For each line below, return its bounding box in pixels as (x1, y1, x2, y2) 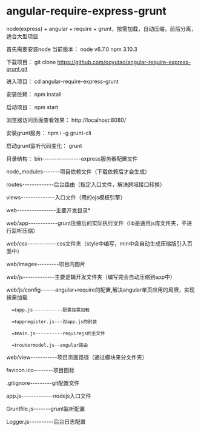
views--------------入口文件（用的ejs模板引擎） (6, 193, 126, 201)
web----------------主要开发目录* (6, 206, 91, 213)
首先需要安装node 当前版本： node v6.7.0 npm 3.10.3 (6, 45, 137, 53)
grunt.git (6, 65, 28, 72)
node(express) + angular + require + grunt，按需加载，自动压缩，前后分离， (6, 25, 197, 32)
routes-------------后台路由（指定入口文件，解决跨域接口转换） (6, 181, 165, 188)
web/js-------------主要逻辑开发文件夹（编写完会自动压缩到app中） (6, 273, 176, 280)
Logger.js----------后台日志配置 (6, 418, 86, 425)
